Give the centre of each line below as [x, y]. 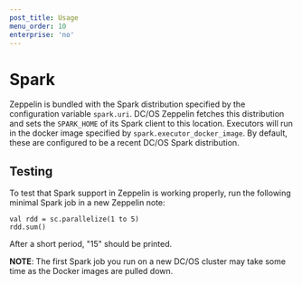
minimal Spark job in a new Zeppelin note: [87, 203]
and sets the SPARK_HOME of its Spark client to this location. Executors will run [151, 124]
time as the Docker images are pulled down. [91, 271]
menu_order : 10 [38, 26]
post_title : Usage [44, 18]
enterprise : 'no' [42, 34]
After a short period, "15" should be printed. [91, 244]
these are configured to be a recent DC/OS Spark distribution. [124, 143]
